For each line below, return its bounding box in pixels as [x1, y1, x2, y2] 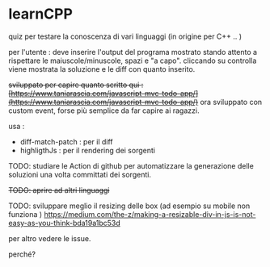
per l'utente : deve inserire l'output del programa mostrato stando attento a [8, 47, 257, 56]
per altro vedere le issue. [8, 233, 91, 243]
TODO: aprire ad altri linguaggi [8, 185, 110, 194]
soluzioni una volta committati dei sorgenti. [8, 169, 152, 179]
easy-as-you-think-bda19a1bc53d [8, 218, 121, 227]
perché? [8, 249, 36, 259]
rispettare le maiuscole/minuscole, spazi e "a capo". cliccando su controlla [8, 56, 257, 65]
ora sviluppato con [200, 97, 263, 106]
